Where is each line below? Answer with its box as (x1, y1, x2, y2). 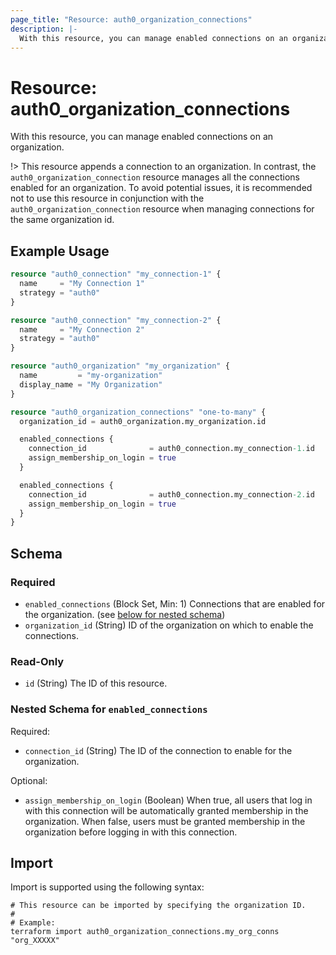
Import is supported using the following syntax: (10, 881, 205, 893)
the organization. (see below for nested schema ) (24, 608, 226, 620)
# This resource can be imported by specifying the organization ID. (10, 901, 307, 911)
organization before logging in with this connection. (24, 826, 238, 838)
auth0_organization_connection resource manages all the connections (10, 171, 300, 183)
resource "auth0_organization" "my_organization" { (10, 361, 230, 371)
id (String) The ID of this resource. (24, 677, 168, 690)
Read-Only (10, 654, 65, 668)
